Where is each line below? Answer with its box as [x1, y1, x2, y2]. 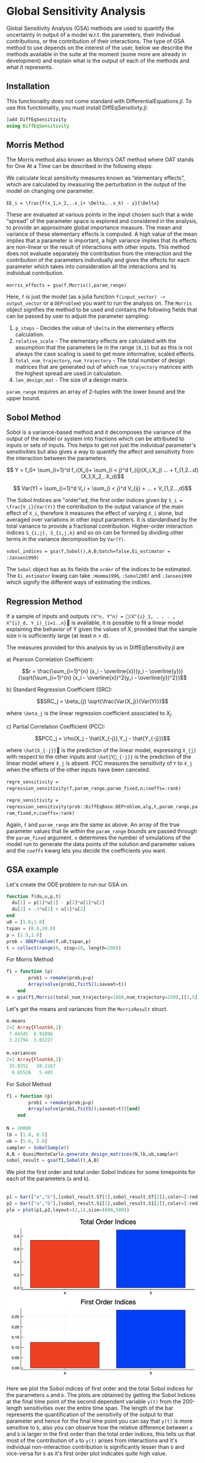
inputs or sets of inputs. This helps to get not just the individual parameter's [6, 442, 196, 449]
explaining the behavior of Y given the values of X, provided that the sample [6, 625, 197, 633]
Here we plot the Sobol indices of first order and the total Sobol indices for [6, 1385, 193, 1392]
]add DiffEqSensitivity [6, 116, 67, 123]
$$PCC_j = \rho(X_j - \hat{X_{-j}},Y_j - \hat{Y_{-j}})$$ [34, 734, 171, 742]
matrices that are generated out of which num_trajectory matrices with [15, 363, 193, 371]
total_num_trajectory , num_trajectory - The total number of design [15, 357, 185, 364]
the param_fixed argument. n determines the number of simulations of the [6, 834, 191, 841]
